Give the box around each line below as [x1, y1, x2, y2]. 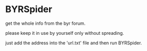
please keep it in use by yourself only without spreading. [5, 30, 124, 36]
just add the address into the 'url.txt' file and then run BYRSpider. [5, 39, 142, 46]
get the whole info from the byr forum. [5, 20, 86, 26]
